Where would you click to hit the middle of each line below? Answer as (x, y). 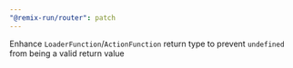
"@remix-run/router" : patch (63, 18)
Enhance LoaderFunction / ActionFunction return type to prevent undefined (147, 44)
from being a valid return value (67, 53)
